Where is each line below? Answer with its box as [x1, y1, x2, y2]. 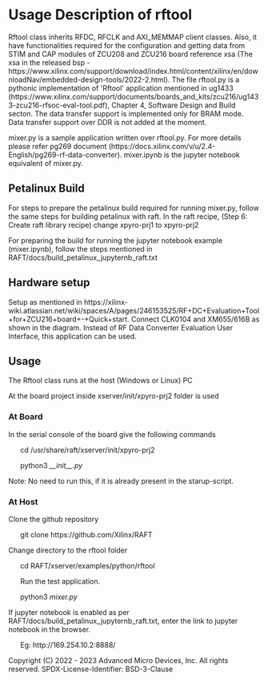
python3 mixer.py [19, 592, 78, 601]
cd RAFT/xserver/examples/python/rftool [19, 561, 155, 570]
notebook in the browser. [8, 624, 91, 634]
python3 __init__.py [19, 460, 83, 470]
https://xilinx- [83, 297, 128, 306]
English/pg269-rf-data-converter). [8, 150, 122, 160]
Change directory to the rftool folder [8, 545, 128, 555]
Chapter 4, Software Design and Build [111, 100, 236, 110]
